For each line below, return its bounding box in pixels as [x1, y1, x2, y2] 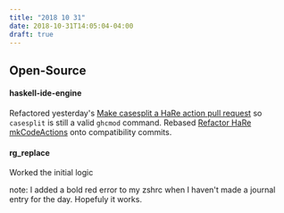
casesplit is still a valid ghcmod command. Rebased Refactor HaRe [9, 117, 252, 128]
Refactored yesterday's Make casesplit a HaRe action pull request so [9, 107, 263, 118]
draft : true [9, 30, 54, 38]
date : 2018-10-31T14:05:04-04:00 [9, 21, 134, 30]
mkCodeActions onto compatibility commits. [9, 126, 172, 137]
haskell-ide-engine [9, 88, 82, 98]
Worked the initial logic [9, 167, 94, 178]
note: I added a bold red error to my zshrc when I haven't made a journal [9, 184, 276, 195]
